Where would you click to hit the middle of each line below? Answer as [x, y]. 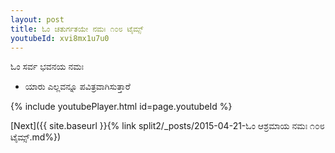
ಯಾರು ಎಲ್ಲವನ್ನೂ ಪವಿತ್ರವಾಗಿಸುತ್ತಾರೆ [77, 87]
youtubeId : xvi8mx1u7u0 [60, 38]
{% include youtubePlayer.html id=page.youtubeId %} [121, 107]
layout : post [37, 19]
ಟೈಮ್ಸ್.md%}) [36, 137]
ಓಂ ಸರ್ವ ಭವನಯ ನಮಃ [47, 67]
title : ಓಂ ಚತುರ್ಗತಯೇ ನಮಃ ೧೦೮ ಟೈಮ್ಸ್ [77, 29]
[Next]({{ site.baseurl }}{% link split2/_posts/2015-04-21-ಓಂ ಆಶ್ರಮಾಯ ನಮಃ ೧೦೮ [167, 126]
